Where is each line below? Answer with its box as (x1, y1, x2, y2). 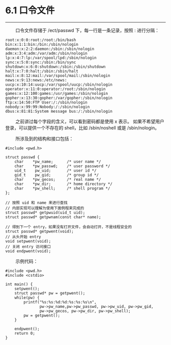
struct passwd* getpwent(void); (5, 229, 74, 234)
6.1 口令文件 (5, 5, 55, 16)
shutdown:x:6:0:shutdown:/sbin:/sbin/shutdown (5, 64, 106, 69)
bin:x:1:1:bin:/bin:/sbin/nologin (5, 42, 79, 47)
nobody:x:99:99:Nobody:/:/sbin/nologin (5, 104, 90, 110)
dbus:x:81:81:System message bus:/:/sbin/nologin (5, 109, 113, 114)
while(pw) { (14, 295, 40, 300)
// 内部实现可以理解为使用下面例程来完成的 (5, 205, 84, 210)
